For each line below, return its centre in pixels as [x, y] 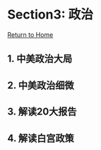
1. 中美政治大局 [40, 59]
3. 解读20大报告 [42, 112]
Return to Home [30, 34]
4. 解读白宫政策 [41, 138]
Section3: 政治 [50, 15]
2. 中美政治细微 [41, 85]
